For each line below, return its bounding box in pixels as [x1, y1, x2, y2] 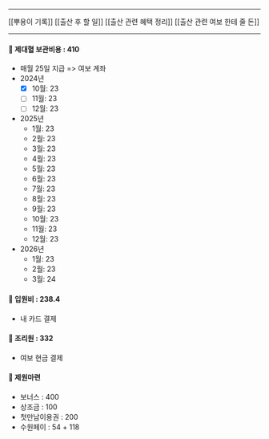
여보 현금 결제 [19, 352, 63, 362]
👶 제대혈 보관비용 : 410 [8, 44, 80, 54]
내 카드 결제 [19, 314, 58, 323]
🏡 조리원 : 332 [8, 334, 54, 343]
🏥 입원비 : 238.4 [8, 294, 61, 303]
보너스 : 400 [19, 392, 60, 401]
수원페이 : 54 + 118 [19, 422, 80, 432]
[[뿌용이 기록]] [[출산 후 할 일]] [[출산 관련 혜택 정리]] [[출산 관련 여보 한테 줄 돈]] [8, 17, 260, 26]
